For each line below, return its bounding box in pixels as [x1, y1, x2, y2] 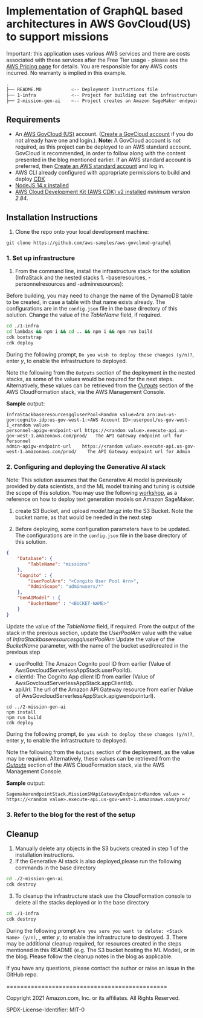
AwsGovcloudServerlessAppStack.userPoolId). [14, 666, 132, 674]
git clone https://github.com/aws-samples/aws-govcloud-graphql [6, 240, 172, 246]
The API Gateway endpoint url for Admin [87, 448, 190, 454]
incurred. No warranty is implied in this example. [6, 69, 127, 76]
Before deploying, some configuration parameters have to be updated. [14, 526, 191, 533]
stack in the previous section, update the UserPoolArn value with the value [6, 629, 192, 636]
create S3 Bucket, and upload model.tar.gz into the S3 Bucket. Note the [14, 507, 193, 515]
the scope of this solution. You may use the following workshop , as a [6, 489, 178, 497]
